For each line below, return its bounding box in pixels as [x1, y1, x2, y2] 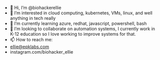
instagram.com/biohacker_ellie [9, 49, 73, 55]
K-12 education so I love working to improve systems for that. [9, 31, 136, 37]
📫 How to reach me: [9, 37, 53, 42]
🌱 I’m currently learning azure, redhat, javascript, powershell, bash [9, 20, 147, 26]
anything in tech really [9, 15, 56, 21]
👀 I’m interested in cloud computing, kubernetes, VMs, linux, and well [9, 10, 152, 16]
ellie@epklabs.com [9, 44, 49, 50]
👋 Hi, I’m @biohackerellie [9, 5, 61, 10]
